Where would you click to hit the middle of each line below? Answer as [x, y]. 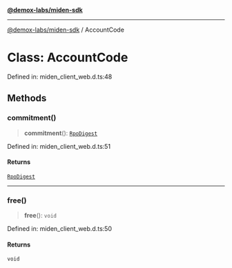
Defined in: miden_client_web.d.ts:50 [60, 229]
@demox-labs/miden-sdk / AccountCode [66, 30]
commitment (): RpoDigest [61, 133]
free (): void [40, 216]
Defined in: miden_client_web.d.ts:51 [59, 146]
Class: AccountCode [68, 58]
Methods [27, 98]
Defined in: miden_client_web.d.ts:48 [60, 76]
